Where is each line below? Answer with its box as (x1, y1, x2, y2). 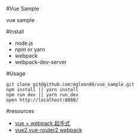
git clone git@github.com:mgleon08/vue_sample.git (6, 81, 135, 87)
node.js (14, 40, 34, 46)
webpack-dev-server (14, 59, 67, 65)
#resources (6, 108, 35, 115)
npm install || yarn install (6, 87, 79, 93)
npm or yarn (14, 46, 45, 53)
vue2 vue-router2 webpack (14, 127, 82, 133)
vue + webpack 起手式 (14, 120, 70, 127)
